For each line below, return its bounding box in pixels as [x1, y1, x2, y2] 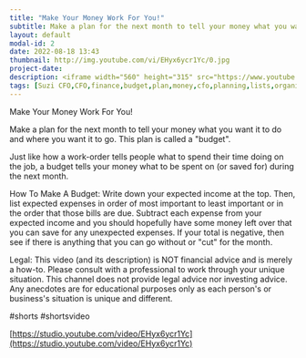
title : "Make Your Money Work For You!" [9, 13, 166, 23]
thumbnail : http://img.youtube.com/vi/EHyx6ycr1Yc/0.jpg [9, 56, 230, 65]
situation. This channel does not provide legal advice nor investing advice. [9, 273, 288, 284]
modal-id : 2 [9, 38, 55, 48]
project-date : [9, 65, 64, 74]
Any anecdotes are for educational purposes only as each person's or [9, 283, 271, 294]
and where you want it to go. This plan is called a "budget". [9, 133, 231, 144]
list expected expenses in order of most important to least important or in [9, 198, 284, 209]
